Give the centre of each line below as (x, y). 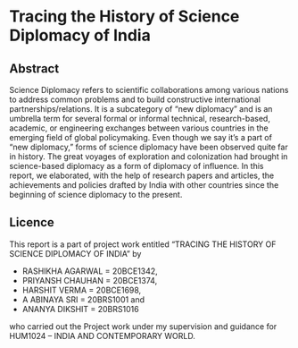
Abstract (34, 68)
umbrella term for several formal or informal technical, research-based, (140, 119)
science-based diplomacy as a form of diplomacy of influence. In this (137, 166)
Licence (32, 222)
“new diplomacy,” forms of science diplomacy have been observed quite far (149, 147)
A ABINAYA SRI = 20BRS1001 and (83, 299)
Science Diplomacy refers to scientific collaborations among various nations (149, 90)
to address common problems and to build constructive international (135, 99)
